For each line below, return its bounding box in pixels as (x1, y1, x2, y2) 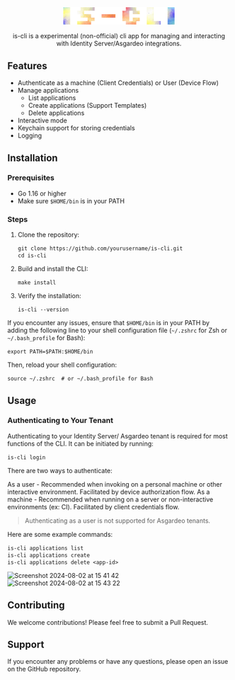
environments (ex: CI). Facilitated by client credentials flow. (7, 502, 180, 511)
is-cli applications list (7, 545, 84, 552)
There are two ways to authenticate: (7, 466, 113, 475)
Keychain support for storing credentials (17, 124, 136, 132)
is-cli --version (17, 306, 69, 314)
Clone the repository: (17, 230, 80, 239)
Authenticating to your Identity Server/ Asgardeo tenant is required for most (7, 431, 228, 440)
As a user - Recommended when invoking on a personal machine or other (7, 480, 223, 488)
